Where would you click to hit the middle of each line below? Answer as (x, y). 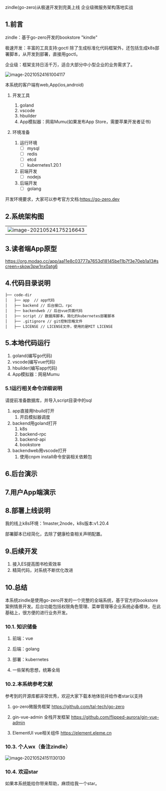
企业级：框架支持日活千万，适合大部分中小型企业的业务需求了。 (70, 64)
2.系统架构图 (25, 216)
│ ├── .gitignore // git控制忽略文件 (44, 321)
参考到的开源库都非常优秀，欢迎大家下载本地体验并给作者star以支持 (74, 696)
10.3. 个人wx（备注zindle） (38, 747)
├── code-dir (19, 295)
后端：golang (26, 649)
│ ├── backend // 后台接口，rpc (39, 305)
